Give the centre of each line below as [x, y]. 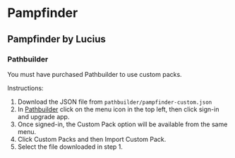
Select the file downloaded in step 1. [70, 147]
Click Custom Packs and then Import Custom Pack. [92, 139]
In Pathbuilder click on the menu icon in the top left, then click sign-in [118, 109]
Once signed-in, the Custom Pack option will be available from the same [122, 124]
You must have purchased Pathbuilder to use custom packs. [95, 74]
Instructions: [25, 88]
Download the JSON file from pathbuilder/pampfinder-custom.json [115, 102]
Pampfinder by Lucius [56, 39]
